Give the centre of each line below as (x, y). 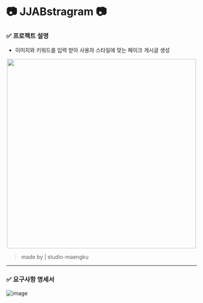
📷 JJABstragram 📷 (56, 12)
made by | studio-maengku (55, 257)
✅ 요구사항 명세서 (30, 279)
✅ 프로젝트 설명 (27, 36)
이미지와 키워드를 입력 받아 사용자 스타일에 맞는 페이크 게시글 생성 (92, 50)
